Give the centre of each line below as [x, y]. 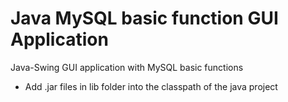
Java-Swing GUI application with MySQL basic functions [127, 67]
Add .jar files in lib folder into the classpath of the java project [151, 86]
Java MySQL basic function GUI [144, 18]
